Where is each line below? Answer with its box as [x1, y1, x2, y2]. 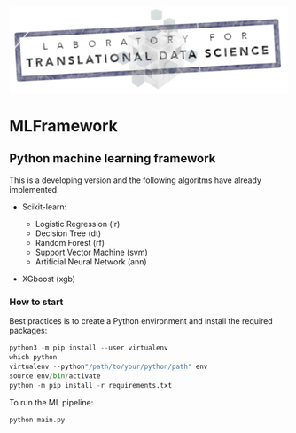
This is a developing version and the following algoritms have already [9, 175, 261, 185]
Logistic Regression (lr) [35, 218, 121, 229]
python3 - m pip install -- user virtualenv [9, 343, 168, 352]
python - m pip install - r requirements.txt [9, 381, 173, 390]
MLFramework [9, 116, 118, 137]
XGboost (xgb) [21, 273, 76, 284]
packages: [9, 326, 48, 336]
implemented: [9, 184, 59, 194]
